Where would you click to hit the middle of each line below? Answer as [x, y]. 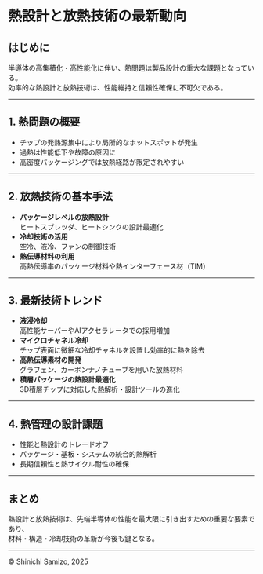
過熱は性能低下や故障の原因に [67, 152]
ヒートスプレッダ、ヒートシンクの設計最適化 [92, 227]
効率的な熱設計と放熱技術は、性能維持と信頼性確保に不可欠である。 [118, 88]
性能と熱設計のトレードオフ [64, 444]
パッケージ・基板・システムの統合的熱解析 [88, 454]
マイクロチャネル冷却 [54, 340]
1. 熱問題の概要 [44, 122]
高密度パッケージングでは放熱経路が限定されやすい [102, 162]
